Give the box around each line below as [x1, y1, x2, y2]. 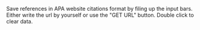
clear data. [6, 18, 33, 25]
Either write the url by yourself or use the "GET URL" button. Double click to [6, 11, 195, 19]
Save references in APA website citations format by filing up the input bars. [6, 5, 193, 12]
